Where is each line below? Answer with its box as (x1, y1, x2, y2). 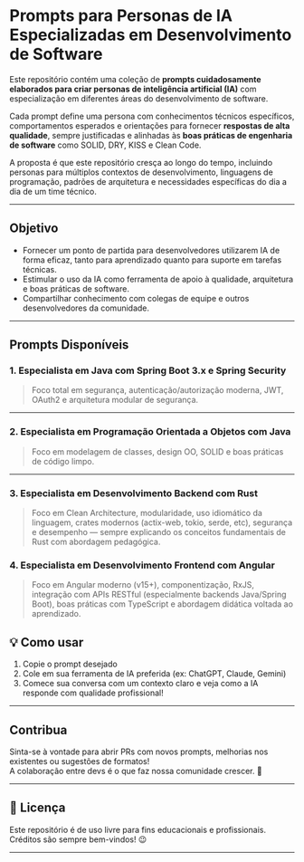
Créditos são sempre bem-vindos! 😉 (9, 834, 147, 845)
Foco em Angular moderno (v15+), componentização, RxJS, (31, 579, 255, 590)
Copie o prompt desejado (22, 658, 118, 670)
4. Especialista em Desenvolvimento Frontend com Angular (9, 559, 276, 571)
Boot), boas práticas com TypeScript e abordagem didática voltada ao (31, 599, 294, 609)
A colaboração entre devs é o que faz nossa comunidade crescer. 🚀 (9, 765, 262, 776)
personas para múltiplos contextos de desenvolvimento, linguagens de (9, 167, 273, 177)
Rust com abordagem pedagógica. (31, 536, 161, 548)
